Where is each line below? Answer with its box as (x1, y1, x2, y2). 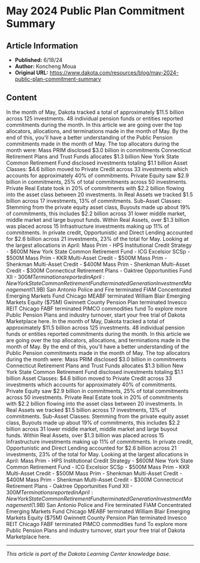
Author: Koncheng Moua (14, 63, 76, 70)
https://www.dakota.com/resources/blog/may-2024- (49, 69, 179, 76)
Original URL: (14, 69, 49, 76)
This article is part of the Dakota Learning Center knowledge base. (6, 550, 171, 557)
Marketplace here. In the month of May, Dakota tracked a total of (6, 317, 165, 324)
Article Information (6, 41, 79, 51)
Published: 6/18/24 (14, 57, 62, 63)
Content (6, 92, 37, 103)
